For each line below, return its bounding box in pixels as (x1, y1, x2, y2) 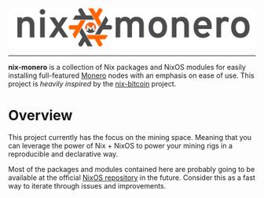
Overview (8, 107, 73, 125)
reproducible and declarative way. (8, 149, 119, 159)
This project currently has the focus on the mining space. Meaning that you (8, 132, 251, 141)
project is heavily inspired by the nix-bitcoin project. (8, 79, 177, 88)
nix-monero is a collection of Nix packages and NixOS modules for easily (8, 63, 246, 71)
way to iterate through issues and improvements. (8, 181, 167, 190)
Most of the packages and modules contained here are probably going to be (8, 164, 255, 174)
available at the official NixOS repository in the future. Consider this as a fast (8, 173, 255, 182)
